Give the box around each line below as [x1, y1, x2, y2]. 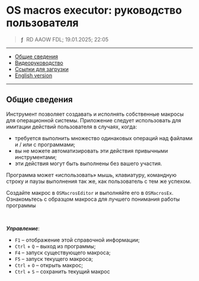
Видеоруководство [14, 59, 63, 66]
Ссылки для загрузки [14, 65, 69, 72]
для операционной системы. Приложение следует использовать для [6, 116, 182, 124]
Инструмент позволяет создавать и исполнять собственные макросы [6, 110, 184, 118]
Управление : [6, 225, 40, 232]
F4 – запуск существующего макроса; [14, 249, 111, 256]
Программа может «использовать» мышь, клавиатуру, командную [6, 171, 176, 178]
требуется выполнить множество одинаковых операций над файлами [14, 134, 193, 141]
